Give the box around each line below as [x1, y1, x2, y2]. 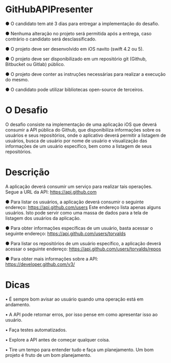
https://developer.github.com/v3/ [5, 261, 75, 267]
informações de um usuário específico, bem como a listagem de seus [5, 143, 152, 149]
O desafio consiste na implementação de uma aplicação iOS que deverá [5, 121, 157, 127]
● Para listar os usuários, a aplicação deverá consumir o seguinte [5, 199, 144, 205]
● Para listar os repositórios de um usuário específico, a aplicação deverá [5, 240, 161, 246]
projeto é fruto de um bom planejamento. [5, 352, 92, 358]
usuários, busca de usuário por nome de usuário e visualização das [5, 137, 148, 144]
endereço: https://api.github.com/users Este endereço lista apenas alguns [5, 204, 161, 210]
